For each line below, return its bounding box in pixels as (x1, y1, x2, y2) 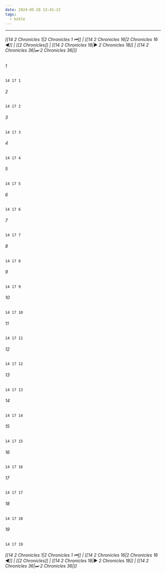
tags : (5, 12, 16, 17)
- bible (9, 16, 26, 21)
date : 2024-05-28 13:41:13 (5, 7, 61, 12)
